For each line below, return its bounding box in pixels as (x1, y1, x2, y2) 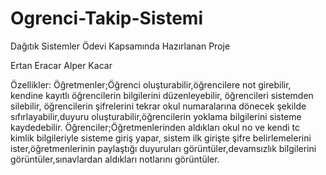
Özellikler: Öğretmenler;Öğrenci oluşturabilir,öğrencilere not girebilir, (10, 78, 292, 91)
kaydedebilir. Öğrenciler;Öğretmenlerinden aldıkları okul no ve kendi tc (10, 121, 301, 133)
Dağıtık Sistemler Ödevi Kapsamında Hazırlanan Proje (10, 40, 231, 52)
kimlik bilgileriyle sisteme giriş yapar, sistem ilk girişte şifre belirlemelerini (10, 132, 312, 144)
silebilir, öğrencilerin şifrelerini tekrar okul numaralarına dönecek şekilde (10, 100, 307, 112)
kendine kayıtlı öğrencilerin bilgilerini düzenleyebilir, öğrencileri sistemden (10, 89, 314, 101)
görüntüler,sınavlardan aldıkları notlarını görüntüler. (10, 153, 220, 165)
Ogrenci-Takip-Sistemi (10, 7, 203, 30)
